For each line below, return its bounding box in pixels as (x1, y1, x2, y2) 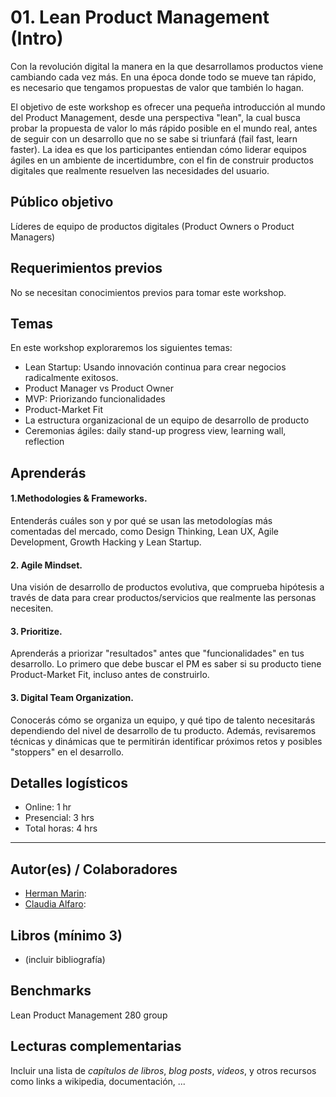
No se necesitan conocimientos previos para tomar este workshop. (10, 286, 287, 298)
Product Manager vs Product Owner (24, 382, 174, 395)
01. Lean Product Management (10, 6, 270, 29)
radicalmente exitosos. (24, 372, 119, 384)
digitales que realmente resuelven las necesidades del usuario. (10, 164, 270, 176)
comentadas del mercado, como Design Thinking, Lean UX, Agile (10, 525, 279, 537)
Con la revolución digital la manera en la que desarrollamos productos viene (10, 60, 324, 72)
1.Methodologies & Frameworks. (10, 492, 148, 505)
